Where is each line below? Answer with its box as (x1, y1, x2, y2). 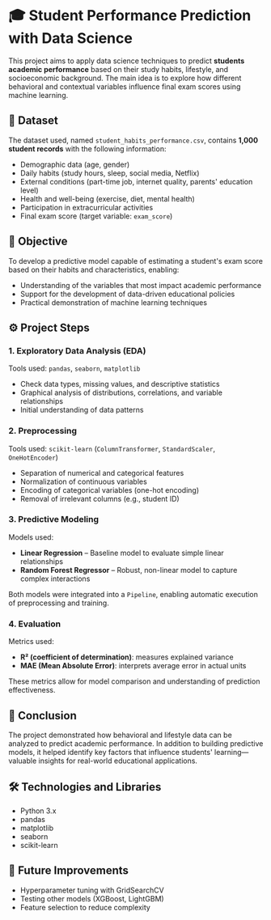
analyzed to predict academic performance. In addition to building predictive (8, 738, 264, 748)
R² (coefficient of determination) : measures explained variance (19, 652, 234, 662)
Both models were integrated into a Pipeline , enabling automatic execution (8, 589, 259, 599)
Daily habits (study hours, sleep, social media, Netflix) (19, 167, 200, 178)
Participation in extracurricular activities (19, 202, 154, 212)
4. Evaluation (8, 618, 61, 630)
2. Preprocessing (8, 426, 78, 437)
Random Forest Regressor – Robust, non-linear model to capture (19, 565, 238, 574)
